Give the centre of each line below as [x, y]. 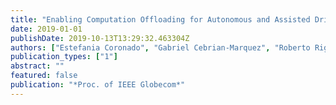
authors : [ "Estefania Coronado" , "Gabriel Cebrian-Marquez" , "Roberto [160, 47]
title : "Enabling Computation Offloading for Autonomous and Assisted [160, 19]
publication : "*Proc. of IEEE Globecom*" [98, 85]
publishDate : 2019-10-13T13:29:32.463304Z [100, 38]
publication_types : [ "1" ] [64, 57]
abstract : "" [37, 66]
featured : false [44, 76]
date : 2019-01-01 [46, 29]
